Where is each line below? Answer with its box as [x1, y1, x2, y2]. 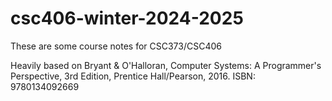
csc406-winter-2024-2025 [10, 7, 244, 30]
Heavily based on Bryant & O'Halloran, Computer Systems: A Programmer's [10, 59, 322, 71]
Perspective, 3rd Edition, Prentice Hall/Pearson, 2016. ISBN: [10, 70, 256, 82]
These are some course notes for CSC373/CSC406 [10, 40, 222, 52]
